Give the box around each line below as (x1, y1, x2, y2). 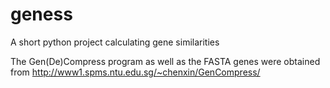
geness (10, 3, 73, 26)
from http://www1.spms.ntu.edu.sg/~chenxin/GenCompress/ (10, 66, 261, 78)
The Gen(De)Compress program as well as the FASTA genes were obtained (10, 55, 321, 67)
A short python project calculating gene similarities (10, 36, 220, 48)
